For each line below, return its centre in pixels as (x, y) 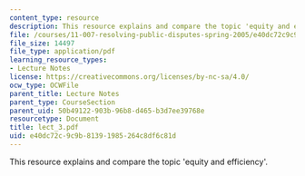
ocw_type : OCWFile (44, 85)
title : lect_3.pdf (44, 128)
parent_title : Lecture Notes (64, 93)
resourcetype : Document (54, 119)
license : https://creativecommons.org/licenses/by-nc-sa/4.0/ (129, 77)
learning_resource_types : (58, 60)
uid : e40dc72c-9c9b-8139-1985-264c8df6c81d (93, 136)
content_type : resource (54, 18)
